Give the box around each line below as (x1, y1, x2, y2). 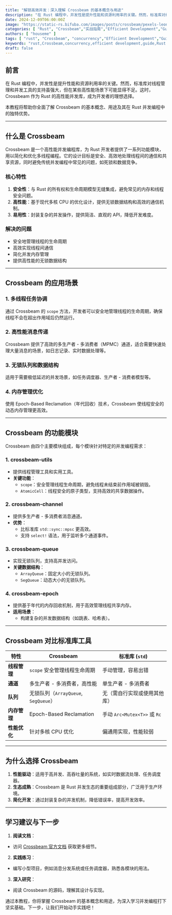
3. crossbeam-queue (5, 545, 59, 553)
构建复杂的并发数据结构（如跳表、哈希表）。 (20, 615, 113, 621)
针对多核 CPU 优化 (29, 728, 74, 736)
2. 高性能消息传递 (5, 329, 49, 336)
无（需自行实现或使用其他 (102, 690, 164, 697)
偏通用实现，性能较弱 (102, 728, 154, 736)
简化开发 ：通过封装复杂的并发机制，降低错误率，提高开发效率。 (12, 797, 147, 803)
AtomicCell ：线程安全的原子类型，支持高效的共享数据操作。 (20, 487, 147, 494)
